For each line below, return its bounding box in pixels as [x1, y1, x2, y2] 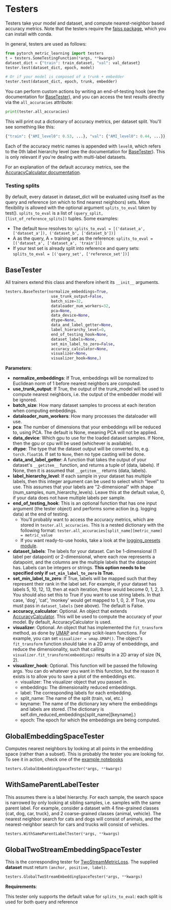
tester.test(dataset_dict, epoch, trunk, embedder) [5, 79, 117, 85]
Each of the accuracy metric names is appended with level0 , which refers [5, 143, 161, 149]
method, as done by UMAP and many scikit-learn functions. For [12, 630, 146, 636]
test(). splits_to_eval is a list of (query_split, [5, 210, 104, 216]
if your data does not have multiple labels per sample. [12, 495, 126, 501]
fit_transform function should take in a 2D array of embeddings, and [12, 641, 159, 647]
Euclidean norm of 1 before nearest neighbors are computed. [12, 380, 141, 387]
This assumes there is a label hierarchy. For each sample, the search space [5, 794, 164, 800]
